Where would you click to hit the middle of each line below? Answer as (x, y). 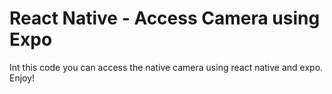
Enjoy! (22, 78)
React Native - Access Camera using (165, 18)
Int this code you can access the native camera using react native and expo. (166, 67)
